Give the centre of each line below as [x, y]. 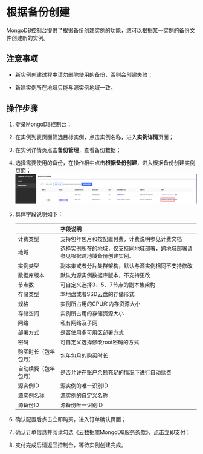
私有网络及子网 [79, 323]
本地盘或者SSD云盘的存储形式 [97, 294]
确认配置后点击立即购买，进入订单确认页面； [71, 419]
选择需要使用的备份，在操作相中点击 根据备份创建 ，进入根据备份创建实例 [105, 163]
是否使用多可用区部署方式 [92, 332]
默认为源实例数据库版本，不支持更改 [105, 275]
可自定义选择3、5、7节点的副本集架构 [108, 285]
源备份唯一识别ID [81, 405]
